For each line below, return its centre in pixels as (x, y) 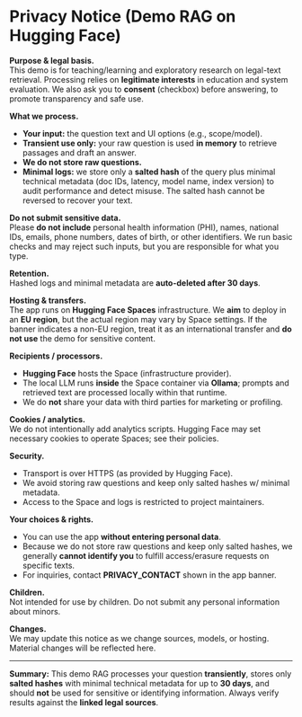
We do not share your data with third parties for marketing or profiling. (152, 402)
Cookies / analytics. (47, 419)
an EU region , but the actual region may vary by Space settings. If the (138, 319)
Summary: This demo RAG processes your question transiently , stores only (151, 673)
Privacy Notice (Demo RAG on (123, 17)
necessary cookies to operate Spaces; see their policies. (114, 438)
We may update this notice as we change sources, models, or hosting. (139, 638)
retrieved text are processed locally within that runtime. (124, 392)
